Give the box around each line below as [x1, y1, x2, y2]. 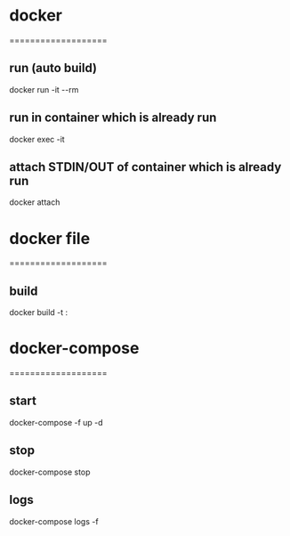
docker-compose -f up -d [9, 417, 104, 427]
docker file [9, 228, 91, 248]
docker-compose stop [9, 467, 91, 477]
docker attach [9, 197, 60, 207]
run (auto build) [9, 61, 98, 76]
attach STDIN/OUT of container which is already [9, 159, 282, 175]
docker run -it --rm [9, 84, 79, 94]
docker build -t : [9, 307, 68, 318]
